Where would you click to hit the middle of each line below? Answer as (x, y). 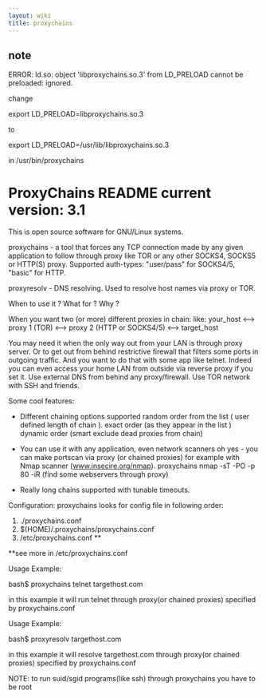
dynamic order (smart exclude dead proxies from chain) (111, 434)
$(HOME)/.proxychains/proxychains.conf (87, 529)
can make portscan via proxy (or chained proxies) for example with (130, 458)
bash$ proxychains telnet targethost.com (76, 585)
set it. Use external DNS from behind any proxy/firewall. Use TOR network (129, 377)
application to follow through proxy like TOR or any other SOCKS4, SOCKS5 (132, 256)
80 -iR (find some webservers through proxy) (94, 474)
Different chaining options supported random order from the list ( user (135, 417)
